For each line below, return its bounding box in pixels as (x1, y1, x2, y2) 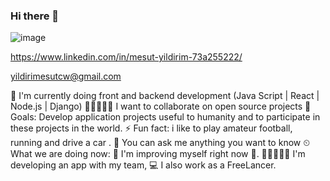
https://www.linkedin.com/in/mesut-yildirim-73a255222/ (10, 51, 243, 63)
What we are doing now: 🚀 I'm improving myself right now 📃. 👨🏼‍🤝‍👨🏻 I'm (10, 148, 306, 160)
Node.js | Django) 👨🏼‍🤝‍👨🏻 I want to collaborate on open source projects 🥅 (10, 100, 312, 113)
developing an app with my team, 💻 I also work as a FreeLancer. (10, 159, 277, 171)
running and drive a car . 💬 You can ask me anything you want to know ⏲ (10, 137, 311, 149)
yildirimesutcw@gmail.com (10, 70, 122, 83)
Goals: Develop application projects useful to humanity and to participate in (10, 111, 321, 123)
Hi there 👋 (10, 9, 60, 23)
